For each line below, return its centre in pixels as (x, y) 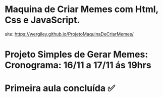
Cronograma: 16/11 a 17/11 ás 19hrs (78, 65)
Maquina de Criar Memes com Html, (82, 9)
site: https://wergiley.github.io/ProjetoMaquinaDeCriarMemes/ (69, 34)
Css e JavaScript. (42, 20)
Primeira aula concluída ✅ (60, 88)
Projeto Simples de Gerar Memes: (76, 55)
